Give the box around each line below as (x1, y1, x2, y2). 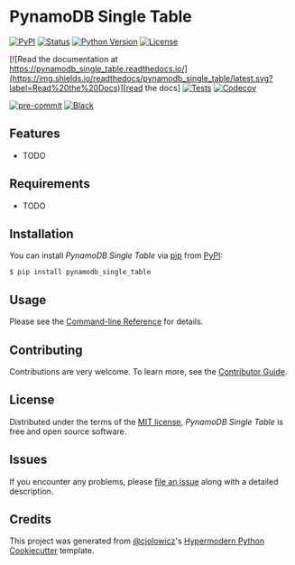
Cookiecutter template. (9, 545, 95, 556)
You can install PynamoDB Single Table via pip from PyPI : (9, 250, 224, 261)
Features (9, 126, 60, 142)
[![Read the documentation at (9, 53, 119, 64)
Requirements (9, 176, 90, 191)
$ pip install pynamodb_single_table (9, 268, 152, 277)
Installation (9, 226, 74, 241)
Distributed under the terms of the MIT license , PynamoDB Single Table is (9, 416, 284, 427)
